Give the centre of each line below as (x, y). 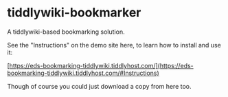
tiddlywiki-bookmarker (74, 13)
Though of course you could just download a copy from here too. (99, 86)
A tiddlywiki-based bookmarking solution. (66, 32)
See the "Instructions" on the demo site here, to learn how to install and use (114, 45)
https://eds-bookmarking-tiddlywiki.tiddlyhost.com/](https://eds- (101, 65)
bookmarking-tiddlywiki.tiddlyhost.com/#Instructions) (83, 73)
